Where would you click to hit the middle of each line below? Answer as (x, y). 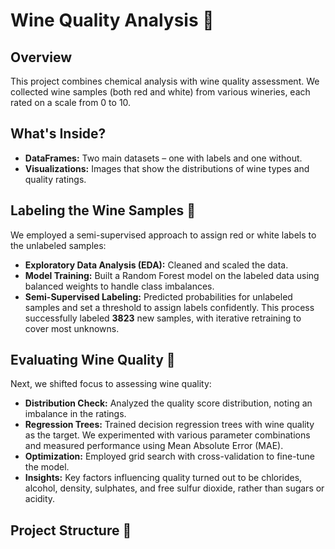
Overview (41, 57)
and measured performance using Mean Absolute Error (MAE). (154, 446)
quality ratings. (55, 179)
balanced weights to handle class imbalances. (119, 286)
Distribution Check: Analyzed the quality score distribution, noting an (168, 403)
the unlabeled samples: (58, 245)
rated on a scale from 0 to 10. (71, 102)
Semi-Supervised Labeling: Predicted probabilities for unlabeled (158, 296)
